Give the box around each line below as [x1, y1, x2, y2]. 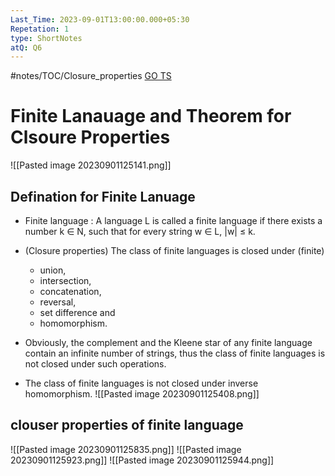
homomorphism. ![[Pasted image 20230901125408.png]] [24, 388, 260, 400]
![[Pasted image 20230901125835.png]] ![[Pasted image [10, 443, 242, 455]
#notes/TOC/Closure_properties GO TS [10, 70, 172, 82]
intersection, [39, 275, 92, 286]
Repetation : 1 [10, 24, 70, 34]
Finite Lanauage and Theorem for [10, 105, 292, 128]
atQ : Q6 [10, 42, 43, 53]
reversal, [39, 296, 77, 308]
